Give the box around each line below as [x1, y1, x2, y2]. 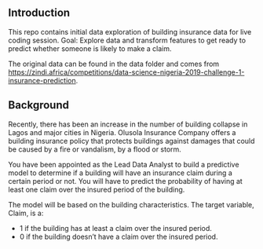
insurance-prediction [8, 75, 76, 85]
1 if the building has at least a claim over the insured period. [19, 223, 212, 233]
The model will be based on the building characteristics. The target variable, [8, 200, 255, 209]
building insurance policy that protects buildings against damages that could [8, 136, 255, 145]
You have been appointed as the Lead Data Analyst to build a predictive [8, 159, 239, 169]
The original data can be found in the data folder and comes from [8, 59, 220, 68]
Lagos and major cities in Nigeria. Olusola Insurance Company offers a [8, 127, 236, 137]
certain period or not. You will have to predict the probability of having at [8, 176, 243, 185]
